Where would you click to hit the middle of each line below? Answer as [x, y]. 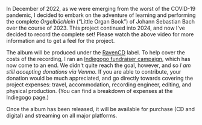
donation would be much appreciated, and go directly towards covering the [100, 78]
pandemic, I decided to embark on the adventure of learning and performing [101, 15]
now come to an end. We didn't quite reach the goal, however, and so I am [99, 65]
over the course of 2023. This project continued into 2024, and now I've [96, 28]
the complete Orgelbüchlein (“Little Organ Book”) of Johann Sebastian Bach [100, 21]
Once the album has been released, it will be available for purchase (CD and [100, 109]
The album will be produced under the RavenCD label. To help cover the [96, 53]
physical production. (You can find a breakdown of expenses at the [90, 91]
